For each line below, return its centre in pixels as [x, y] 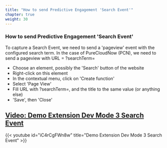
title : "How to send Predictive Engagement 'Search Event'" [69, 10]
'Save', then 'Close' [32, 99]
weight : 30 [17, 19]
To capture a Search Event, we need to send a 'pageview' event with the [80, 47]
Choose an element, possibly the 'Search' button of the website [78, 67]
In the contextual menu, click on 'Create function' [63, 78]
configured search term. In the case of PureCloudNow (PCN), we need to [81, 52]
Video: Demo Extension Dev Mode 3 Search [75, 115]
